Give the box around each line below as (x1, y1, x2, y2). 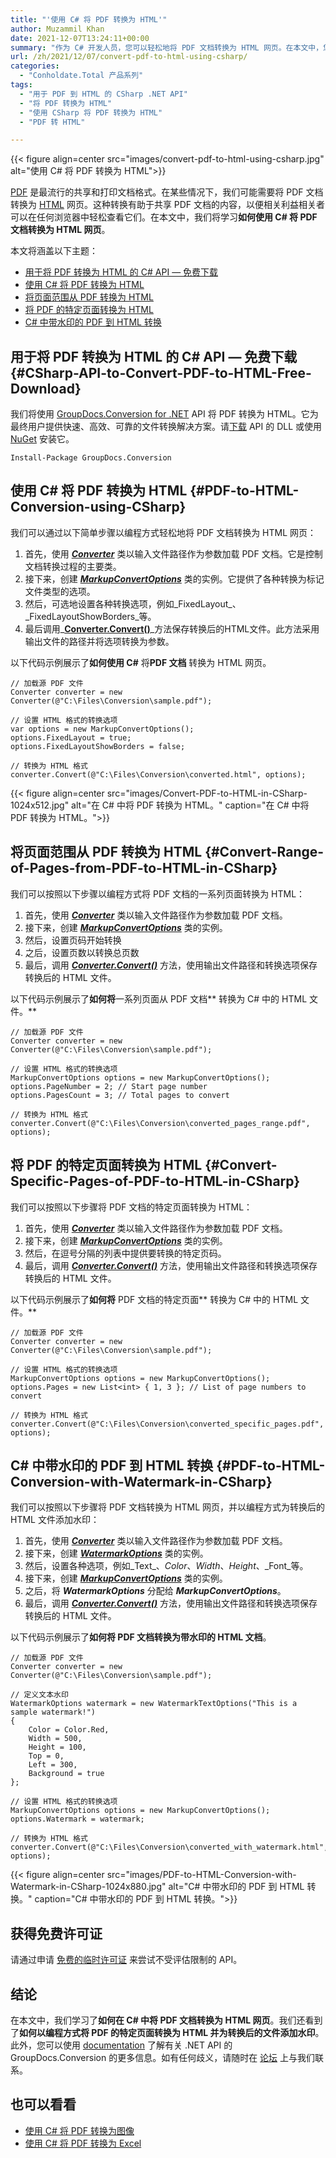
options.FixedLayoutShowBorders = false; (10, 741, 186, 751)
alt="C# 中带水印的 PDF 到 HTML (168, 1881, 305, 1893)
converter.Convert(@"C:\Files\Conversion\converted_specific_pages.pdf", (10, 1419, 325, 1429)
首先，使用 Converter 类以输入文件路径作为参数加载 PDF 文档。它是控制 (24, 547, 323, 560)
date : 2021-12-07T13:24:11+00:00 (10, 33, 150, 43)
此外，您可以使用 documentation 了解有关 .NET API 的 (10, 2039, 233, 2051)
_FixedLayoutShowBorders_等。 (24, 610, 157, 622)
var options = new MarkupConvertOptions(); (10, 724, 195, 734)
